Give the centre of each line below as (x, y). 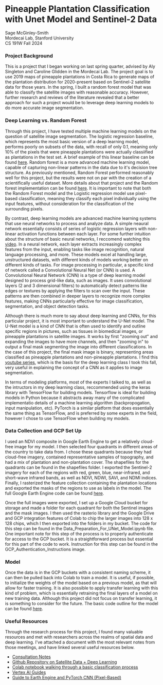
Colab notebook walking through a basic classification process (75, 667)
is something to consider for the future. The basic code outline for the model (82, 604)
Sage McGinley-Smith (27, 33)
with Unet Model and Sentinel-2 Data (81, 19)
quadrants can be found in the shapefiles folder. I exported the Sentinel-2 (79, 467)
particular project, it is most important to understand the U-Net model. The (80, 321)
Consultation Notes (31, 657)
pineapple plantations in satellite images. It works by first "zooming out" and (81, 336)
